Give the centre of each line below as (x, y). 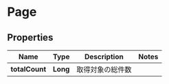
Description (104, 57)
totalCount (29, 69)
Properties (30, 38)
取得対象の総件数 (104, 70)
